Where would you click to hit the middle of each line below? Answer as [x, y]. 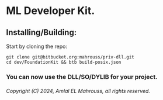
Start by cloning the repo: [37, 46]
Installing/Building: [41, 32]
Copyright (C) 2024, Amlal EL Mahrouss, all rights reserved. [78, 91]
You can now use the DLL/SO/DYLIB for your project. [82, 77]
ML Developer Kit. [51, 11]
